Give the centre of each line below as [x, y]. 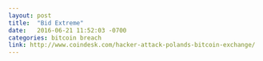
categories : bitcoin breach [55, 38]
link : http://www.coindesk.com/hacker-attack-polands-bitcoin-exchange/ [132, 45]
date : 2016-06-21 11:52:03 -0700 [68, 30]
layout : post [30, 15]
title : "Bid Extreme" [46, 23]
